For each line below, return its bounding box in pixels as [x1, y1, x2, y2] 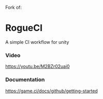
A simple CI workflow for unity [5, 39, 69, 45]
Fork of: [5, 5, 22, 10]
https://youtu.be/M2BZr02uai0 [5, 63, 70, 69]
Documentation [5, 76, 45, 83]
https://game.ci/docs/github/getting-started [5, 88, 98, 94]
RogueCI [5, 22, 43, 34]
